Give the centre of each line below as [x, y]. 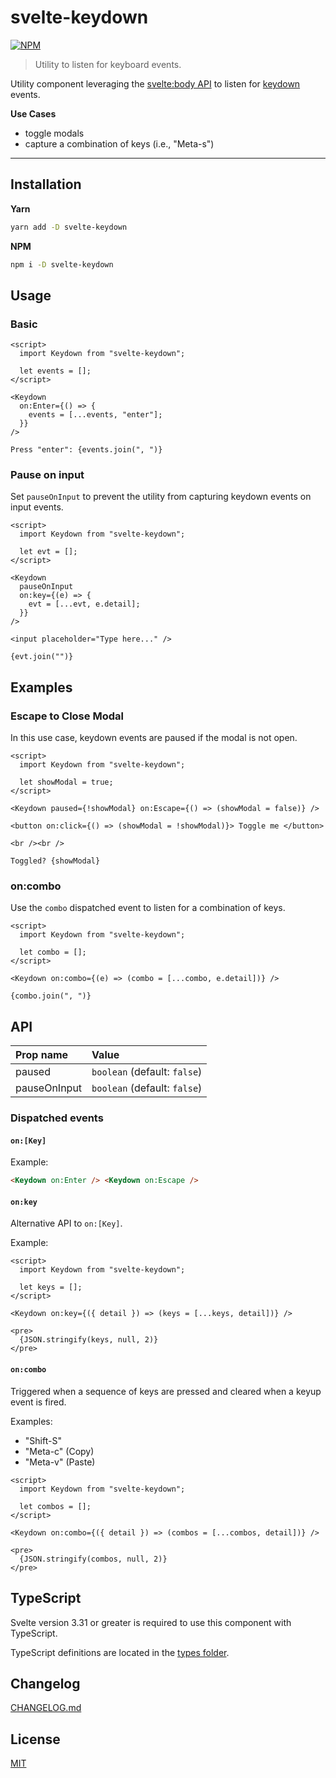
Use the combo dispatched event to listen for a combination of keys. [148, 908]
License [35, 1739]
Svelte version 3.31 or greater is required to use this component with [151, 1622]
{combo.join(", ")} [51, 996]
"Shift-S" [43, 1440]
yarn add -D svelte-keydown [69, 227]
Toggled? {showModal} [55, 861]
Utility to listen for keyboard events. [108, 64]
